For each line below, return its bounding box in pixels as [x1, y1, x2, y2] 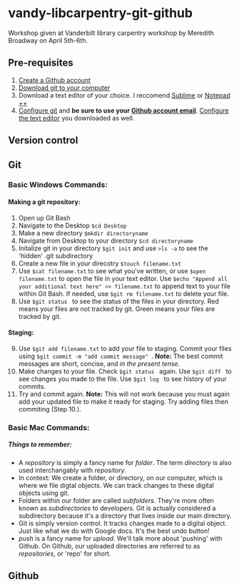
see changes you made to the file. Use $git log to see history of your [18, 374, 227, 383]
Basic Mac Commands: [8, 422, 90, 432]
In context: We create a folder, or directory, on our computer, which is [18, 473, 223, 482]
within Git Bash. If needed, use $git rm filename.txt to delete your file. [18, 289, 230, 297]
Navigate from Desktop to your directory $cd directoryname [18, 236, 193, 245]
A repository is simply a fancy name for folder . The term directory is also [18, 458, 232, 466]
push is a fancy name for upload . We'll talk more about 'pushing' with [18, 534, 223, 543]
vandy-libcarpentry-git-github [8, 5, 193, 21]
